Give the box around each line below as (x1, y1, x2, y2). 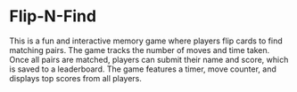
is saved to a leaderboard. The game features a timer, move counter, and (9, 64, 276, 74)
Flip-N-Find (9, 6, 96, 27)
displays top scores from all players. (9, 73, 143, 83)
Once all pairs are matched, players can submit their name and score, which (9, 54, 289, 65)
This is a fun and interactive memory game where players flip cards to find (9, 35, 283, 46)
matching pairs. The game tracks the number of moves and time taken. (9, 44, 270, 55)
